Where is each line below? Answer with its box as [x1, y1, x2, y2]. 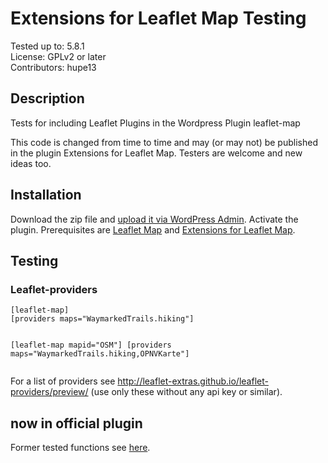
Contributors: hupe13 [10, 61, 97, 73]
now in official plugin [10, 415, 143, 432]
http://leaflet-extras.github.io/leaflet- [117, 375, 269, 387]
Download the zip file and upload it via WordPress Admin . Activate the [10, 213, 299, 225]
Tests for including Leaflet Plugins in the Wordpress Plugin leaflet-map [10, 117, 301, 129]
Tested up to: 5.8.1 [10, 40, 85, 52]
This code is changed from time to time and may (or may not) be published [10, 136, 318, 148]
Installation [10, 187, 82, 204]
